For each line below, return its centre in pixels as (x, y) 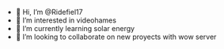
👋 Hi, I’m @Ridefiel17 (49, 12)
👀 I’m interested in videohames (66, 20)
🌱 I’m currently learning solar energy (75, 28)
